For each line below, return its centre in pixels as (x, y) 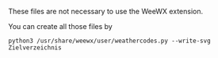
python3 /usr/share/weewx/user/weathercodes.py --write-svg (110, 41)
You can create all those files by (60, 26)
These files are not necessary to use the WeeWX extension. (106, 11)
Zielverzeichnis (35, 48)
